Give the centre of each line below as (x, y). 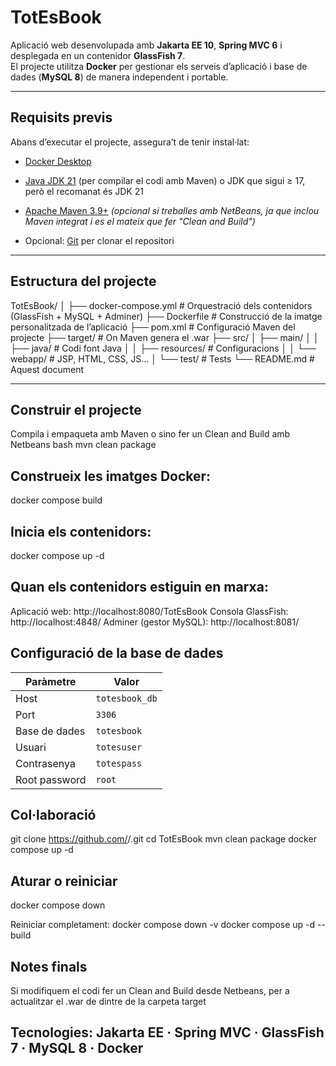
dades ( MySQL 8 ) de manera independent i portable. (119, 77)
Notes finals (49, 966)
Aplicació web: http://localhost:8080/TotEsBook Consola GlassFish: (149, 611)
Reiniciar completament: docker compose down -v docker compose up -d (163, 925)
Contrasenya (45, 763)
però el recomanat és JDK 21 (84, 191)
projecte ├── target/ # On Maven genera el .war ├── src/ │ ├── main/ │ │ (165, 337)
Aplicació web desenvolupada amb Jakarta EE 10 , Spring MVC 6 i (146, 45)
